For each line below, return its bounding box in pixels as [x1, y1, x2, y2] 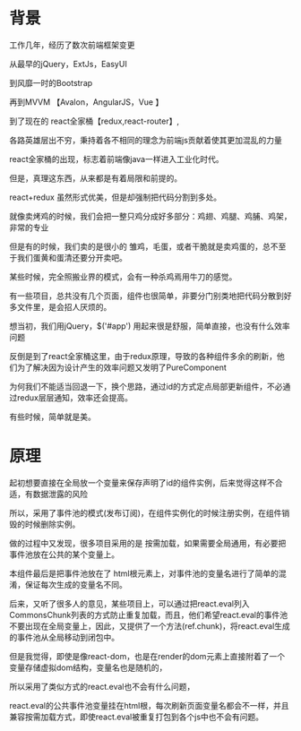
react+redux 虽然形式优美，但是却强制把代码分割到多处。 [9, 192, 222, 202]
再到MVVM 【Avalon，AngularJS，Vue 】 [9, 96, 164, 107]
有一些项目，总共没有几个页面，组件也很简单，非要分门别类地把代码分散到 [9, 290, 284, 301]
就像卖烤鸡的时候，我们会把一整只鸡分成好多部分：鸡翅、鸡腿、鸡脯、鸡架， [9, 211, 292, 221]
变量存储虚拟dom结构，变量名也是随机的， [9, 662, 168, 673]
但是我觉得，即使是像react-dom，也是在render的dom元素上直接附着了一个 [9, 650, 285, 661]
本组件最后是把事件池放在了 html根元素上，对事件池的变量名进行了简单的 [9, 568, 279, 579]
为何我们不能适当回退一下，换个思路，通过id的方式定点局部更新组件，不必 [9, 381, 283, 391]
